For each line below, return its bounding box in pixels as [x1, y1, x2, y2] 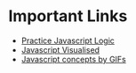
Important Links [8, 6, 128, 26]
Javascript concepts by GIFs [20, 54, 126, 64]
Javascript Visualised [20, 44, 100, 55]
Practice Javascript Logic [20, 35, 115, 46]
